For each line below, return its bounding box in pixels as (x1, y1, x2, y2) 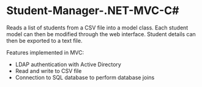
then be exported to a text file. (6, 37, 83, 44)
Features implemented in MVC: (6, 48, 84, 56)
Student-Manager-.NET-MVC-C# (6, 4, 179, 18)
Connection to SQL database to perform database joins (15, 74, 155, 81)
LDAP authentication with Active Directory (15, 61, 121, 68)
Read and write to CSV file (15, 67, 82, 74)
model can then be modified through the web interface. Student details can (6, 30, 196, 37)
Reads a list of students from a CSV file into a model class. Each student (6, 24, 189, 31)
